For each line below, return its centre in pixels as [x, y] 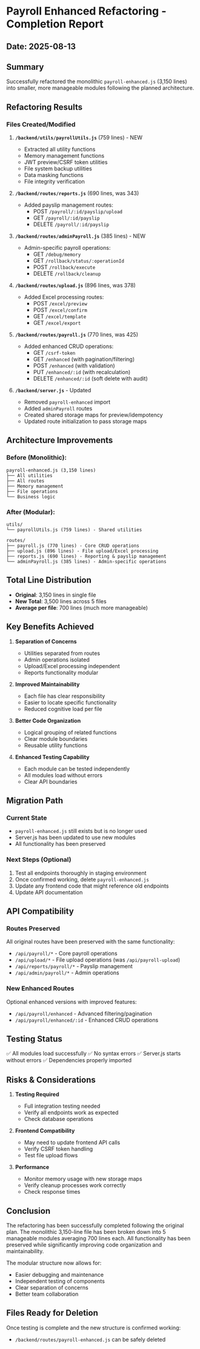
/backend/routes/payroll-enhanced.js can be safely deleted [90, 1339]
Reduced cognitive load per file [63, 709]
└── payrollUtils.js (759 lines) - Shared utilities [74, 530]
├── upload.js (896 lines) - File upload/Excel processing [82, 551]
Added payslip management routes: [68, 205]
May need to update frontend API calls [72, 1143]
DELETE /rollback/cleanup [67, 273]
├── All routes [25, 481]
